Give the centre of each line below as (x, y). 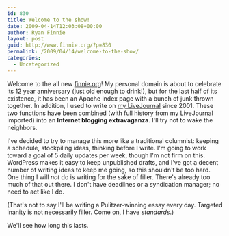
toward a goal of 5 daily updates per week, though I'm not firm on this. (106, 155)
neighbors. (22, 127)
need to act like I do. (36, 192)
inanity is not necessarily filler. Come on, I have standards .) (91, 212)
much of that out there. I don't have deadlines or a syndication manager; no (113, 184)
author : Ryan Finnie (37, 32)
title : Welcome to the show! (49, 20)
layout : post (26, 39)
